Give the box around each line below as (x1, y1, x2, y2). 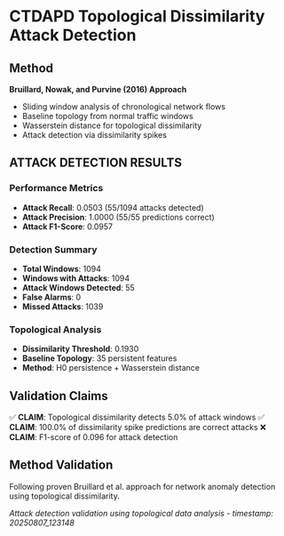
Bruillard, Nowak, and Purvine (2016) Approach (9, 84, 187, 94)
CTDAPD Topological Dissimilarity (9, 6, 265, 27)
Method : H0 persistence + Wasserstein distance (21, 363, 201, 373)
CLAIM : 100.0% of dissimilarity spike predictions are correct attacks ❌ (9, 422, 266, 433)
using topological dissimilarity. (9, 491, 120, 501)
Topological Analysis (9, 323, 102, 335)
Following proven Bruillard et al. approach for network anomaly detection (9, 481, 276, 492)
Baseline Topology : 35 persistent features (21, 353, 177, 364)
